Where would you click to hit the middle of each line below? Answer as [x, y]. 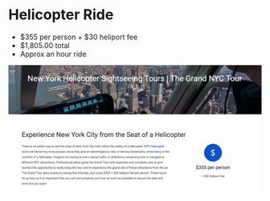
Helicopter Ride [61, 15]
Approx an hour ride [53, 54]
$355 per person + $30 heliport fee [79, 37]
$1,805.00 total [45, 45]
